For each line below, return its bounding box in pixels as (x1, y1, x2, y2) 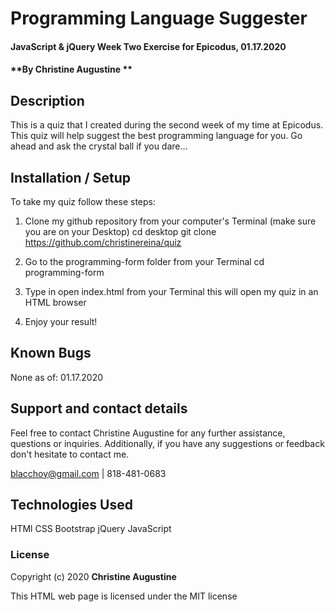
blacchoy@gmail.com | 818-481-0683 (10, 467, 167, 479)
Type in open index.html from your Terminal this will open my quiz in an (24, 286, 319, 297)
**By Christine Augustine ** (10, 63, 133, 76)
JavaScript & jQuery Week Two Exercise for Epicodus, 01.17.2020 (10, 40, 287, 52)
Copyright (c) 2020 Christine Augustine (10, 570, 177, 582)
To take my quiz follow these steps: (10, 196, 157, 207)
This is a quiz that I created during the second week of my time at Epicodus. (10, 119, 324, 131)
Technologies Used (10, 497, 133, 514)
